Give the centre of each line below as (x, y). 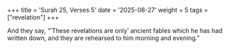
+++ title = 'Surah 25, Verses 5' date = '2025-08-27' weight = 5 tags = (108, 10)
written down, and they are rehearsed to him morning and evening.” (103, 38)
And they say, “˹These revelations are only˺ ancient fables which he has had (115, 31)
